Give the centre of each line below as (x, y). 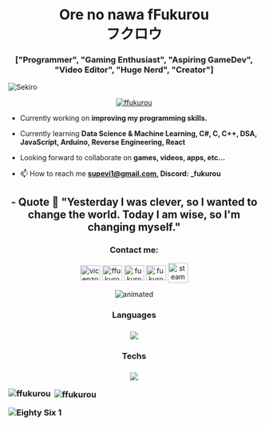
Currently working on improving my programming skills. (113, 119)
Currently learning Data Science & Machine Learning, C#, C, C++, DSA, (138, 134)
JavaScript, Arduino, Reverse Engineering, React (103, 143)
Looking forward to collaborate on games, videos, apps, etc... (123, 158)
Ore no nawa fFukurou (134, 15)
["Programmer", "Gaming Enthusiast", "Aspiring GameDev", (134, 60)
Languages (134, 315)
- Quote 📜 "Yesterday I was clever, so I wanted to (134, 202)
